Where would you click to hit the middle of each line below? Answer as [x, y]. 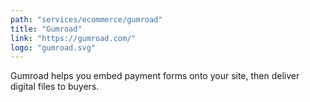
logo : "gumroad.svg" [53, 47]
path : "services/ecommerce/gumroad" [86, 19]
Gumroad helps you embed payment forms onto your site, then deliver [155, 76]
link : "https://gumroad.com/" [73, 38]
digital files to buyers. [55, 87]
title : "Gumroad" [46, 29]
